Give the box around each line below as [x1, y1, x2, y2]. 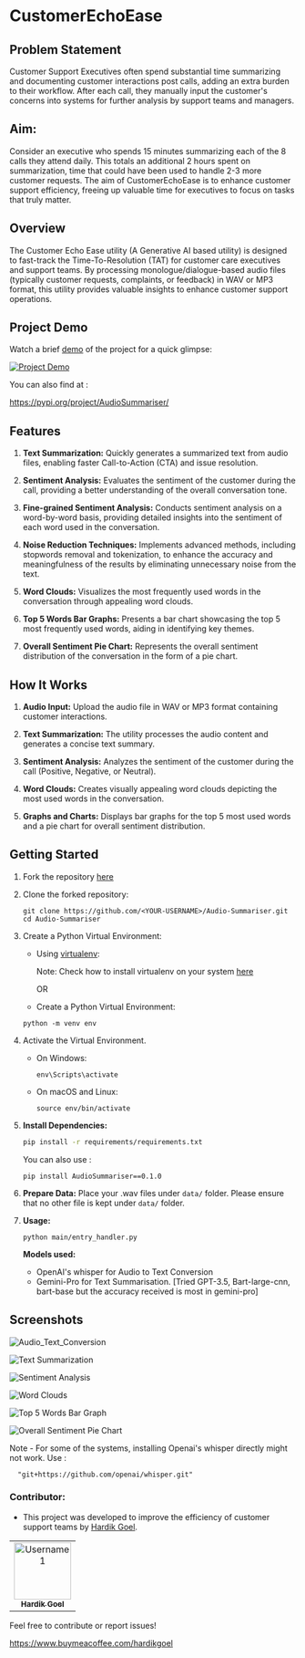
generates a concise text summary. [22, 738, 155, 749]
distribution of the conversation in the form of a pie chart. [22, 651, 239, 662]
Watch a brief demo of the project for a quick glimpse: [9, 344, 212, 355]
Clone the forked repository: [22, 889, 129, 900]
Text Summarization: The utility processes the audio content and [22, 729, 269, 740]
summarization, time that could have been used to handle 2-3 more [9, 165, 262, 176]
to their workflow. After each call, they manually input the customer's [9, 86, 269, 96]
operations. [9, 293, 53, 304]
